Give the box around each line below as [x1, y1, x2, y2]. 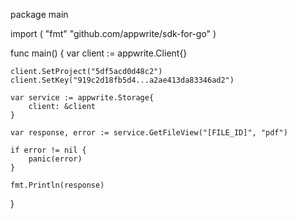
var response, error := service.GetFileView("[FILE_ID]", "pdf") [10, 128, 288, 138]
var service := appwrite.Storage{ [10, 93, 155, 103]
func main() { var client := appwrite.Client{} [10, 47, 188, 59]
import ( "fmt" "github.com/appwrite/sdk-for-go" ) [10, 28, 217, 39]
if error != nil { [10, 145, 87, 155]
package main [10, 9, 69, 20]
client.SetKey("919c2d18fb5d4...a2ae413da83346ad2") [10, 75, 235, 85]
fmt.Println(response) [10, 180, 105, 190]
